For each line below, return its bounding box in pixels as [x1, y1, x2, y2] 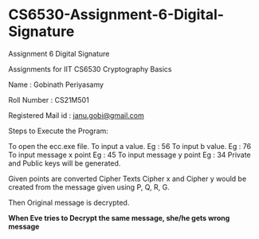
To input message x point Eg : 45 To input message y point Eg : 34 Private [8, 150, 251, 159]
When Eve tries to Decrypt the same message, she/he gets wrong [8, 213, 230, 222]
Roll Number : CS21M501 [8, 95, 89, 104]
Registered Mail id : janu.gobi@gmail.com [8, 110, 145, 120]
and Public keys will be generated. [8, 158, 121, 168]
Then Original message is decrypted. [8, 198, 130, 207]
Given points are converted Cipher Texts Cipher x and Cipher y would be [8, 174, 247, 183]
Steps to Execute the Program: [8, 126, 109, 135]
